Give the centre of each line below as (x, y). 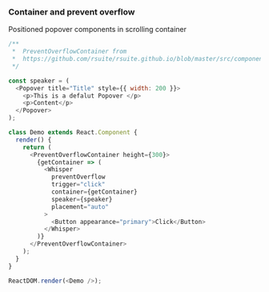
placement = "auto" (80, 206)
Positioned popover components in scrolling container (97, 30)
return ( (37, 147)
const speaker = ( (39, 81)
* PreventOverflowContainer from (69, 52)
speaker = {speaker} (82, 199)
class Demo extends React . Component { (73, 133)
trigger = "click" (78, 185)
